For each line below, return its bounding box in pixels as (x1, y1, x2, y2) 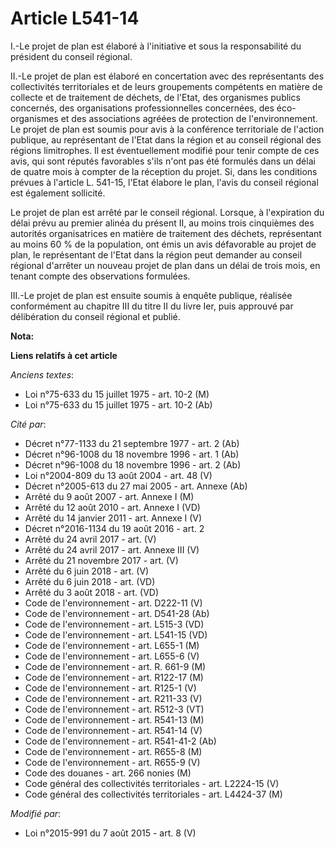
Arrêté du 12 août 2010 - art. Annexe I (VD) (24, 501, 201, 513)
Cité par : (10, 418, 47, 430)
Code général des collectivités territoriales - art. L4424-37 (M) (24, 788, 283, 800)
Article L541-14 (10, 7, 140, 30)
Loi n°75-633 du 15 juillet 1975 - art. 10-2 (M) (24, 388, 210, 400)
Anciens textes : (10, 368, 75, 381)
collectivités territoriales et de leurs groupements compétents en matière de (10, 80, 323, 92)
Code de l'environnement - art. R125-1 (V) (24, 682, 197, 694)
